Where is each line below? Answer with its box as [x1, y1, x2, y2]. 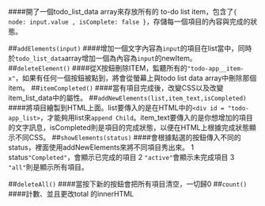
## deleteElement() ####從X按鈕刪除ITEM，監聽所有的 [8, 63, 187, 73]
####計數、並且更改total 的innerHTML [8, 189, 134, 198]
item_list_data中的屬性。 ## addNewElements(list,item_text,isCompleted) [8, 93, 247, 102]
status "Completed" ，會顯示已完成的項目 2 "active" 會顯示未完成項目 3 [8, 153, 235, 162]
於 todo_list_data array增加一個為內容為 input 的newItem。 [8, 54, 197, 63]
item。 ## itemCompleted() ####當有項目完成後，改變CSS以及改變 [8, 83, 224, 93]
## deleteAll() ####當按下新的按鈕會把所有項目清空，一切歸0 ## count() [8, 179, 248, 189]
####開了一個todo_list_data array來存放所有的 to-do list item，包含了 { [8, 7, 237, 16]
